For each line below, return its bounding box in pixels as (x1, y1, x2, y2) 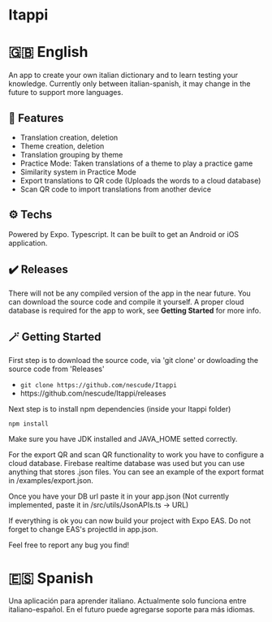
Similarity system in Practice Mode (19, 166, 136, 176)
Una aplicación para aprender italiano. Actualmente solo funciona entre (8, 596, 247, 606)
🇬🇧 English (8, 43, 89, 62)
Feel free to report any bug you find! (8, 540, 130, 550)
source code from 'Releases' (8, 364, 105, 374)
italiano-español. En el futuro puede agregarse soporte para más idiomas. (8, 605, 256, 615)
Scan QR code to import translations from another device (19, 184, 212, 194)
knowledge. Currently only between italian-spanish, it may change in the (8, 79, 251, 89)
